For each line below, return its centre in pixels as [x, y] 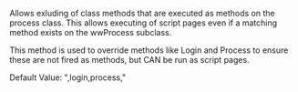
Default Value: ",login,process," [67, 77]
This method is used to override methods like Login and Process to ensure [149, 50]
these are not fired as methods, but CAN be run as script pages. [129, 60]
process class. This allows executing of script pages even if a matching [144, 23]
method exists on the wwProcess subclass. [91, 32]
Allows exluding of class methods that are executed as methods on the [142, 13]
